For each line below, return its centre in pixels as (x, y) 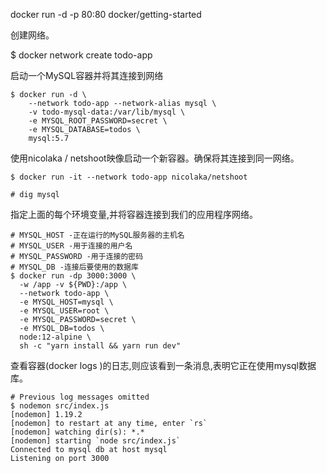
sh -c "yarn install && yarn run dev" (100, 346)
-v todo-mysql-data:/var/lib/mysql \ (107, 112)
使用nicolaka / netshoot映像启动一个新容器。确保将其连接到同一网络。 (155, 158)
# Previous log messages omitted (80, 397)
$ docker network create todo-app (81, 55)
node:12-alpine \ (55, 337)
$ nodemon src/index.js (60, 406)
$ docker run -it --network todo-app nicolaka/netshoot (129, 177)
